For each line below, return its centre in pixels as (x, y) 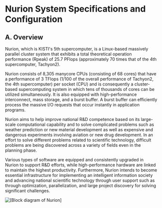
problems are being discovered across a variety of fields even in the (73, 145)
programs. (15, 110)
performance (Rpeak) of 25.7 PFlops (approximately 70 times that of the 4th (81, 59)
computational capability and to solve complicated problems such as (85, 124)
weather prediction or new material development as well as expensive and (79, 130)
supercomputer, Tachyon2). (33, 64)
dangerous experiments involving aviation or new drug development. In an (79, 135)
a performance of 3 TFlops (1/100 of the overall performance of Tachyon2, (79, 79)
